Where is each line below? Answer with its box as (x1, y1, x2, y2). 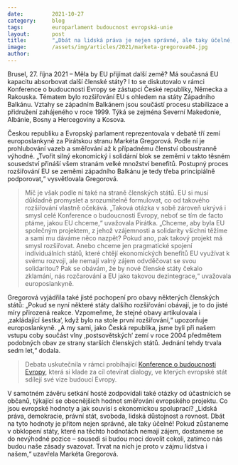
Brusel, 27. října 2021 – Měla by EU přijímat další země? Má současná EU (7, 69, 219, 78)
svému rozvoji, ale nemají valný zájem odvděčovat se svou (24, 256, 197, 265)
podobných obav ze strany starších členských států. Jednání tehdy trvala (7, 338, 222, 347)
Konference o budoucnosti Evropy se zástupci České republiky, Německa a (7, 85, 228, 93)
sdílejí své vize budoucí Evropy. (24, 375, 117, 384)
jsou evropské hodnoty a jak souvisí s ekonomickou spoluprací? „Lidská (7, 404, 217, 412)
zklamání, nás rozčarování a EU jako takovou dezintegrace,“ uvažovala (24, 272, 232, 280)
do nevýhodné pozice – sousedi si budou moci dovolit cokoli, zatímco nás (7, 434, 223, 443)
